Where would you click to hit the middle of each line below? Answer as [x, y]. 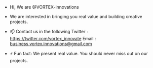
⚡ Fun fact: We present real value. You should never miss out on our [79, 54]
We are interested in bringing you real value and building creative [76, 16]
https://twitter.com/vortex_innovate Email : [53, 38]
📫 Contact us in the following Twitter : [49, 32]
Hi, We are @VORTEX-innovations [44, 7]
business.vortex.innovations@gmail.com [51, 44]
